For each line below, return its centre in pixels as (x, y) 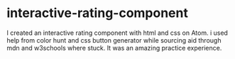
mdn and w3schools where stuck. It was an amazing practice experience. (114, 48)
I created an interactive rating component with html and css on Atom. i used (117, 33)
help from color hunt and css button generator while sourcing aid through (114, 40)
